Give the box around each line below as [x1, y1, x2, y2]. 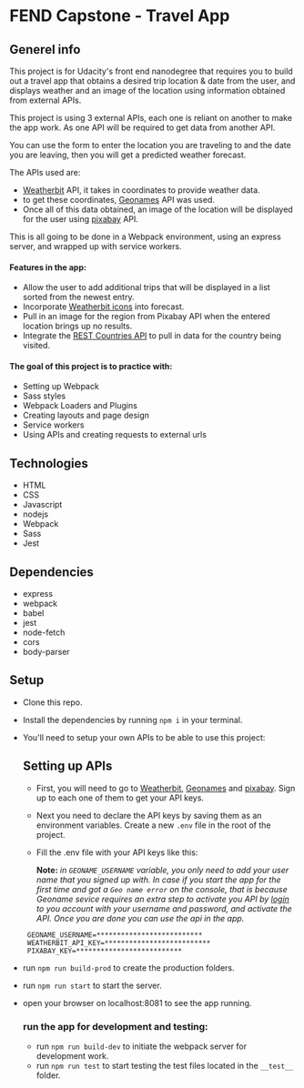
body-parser [22, 647, 70, 658]
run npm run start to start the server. [22, 980, 162, 991]
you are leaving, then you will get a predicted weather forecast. [9, 149, 247, 160]
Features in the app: [9, 261, 86, 273]
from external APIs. [9, 95, 82, 106]
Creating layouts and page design [22, 410, 150, 421]
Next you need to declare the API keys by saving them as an [35, 810, 262, 821]
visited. [22, 340, 51, 351]
